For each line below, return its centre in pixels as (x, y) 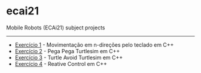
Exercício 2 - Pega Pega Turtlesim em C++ (67, 51)
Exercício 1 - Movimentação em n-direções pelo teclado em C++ (94, 45)
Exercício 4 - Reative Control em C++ (61, 63)
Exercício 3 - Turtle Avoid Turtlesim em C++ (69, 57)
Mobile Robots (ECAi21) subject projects (56, 28)
